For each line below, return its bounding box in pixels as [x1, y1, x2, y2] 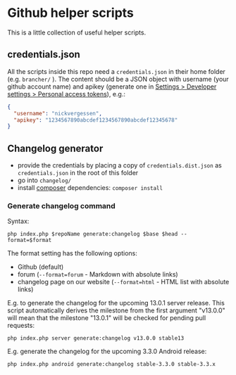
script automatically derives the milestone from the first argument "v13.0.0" [7, 306, 225, 314]
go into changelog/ [17, 176, 72, 184]
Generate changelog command [7, 201, 116, 210]
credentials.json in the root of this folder [17, 169, 139, 177]
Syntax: [7, 217, 30, 226]
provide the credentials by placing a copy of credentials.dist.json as [17, 161, 222, 170]
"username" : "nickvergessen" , [13, 110, 102, 117]
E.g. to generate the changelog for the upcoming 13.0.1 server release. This [7, 299, 225, 307]
